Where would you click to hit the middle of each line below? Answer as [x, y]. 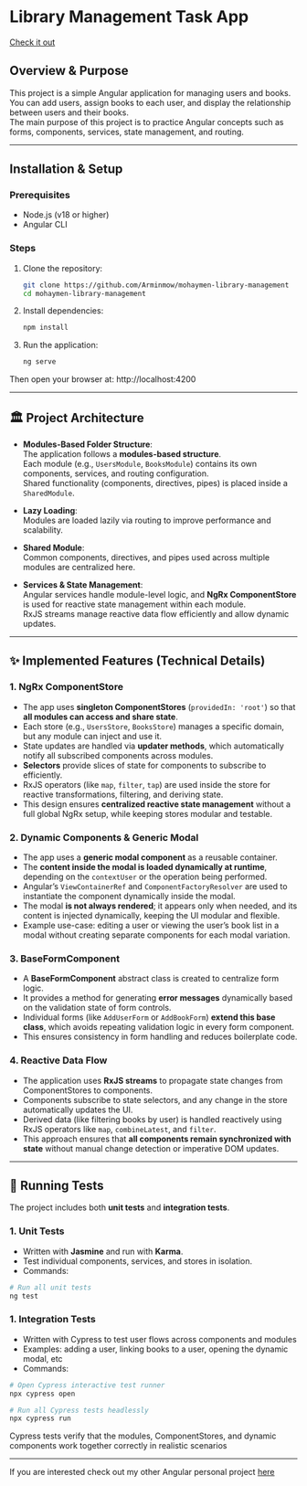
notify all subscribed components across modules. [118, 755]
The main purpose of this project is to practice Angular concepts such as [147, 122]
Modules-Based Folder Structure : [88, 444]
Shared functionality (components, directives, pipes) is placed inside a [155, 483]
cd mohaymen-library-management [84, 293]
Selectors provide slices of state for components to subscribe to [144, 765]
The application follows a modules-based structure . [122, 454]
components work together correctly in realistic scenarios [118, 1446]
